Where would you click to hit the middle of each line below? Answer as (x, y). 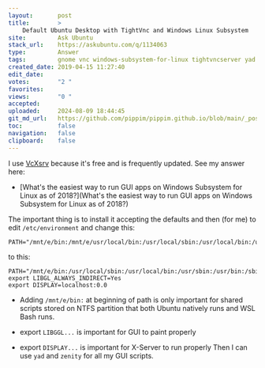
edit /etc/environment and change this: (72, 227)
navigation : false (42, 133)
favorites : (26, 89)
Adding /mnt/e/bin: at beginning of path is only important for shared (131, 300)
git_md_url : (28, 119)
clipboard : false (42, 140)
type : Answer (44, 52)
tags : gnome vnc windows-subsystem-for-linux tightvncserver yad (132, 60)
